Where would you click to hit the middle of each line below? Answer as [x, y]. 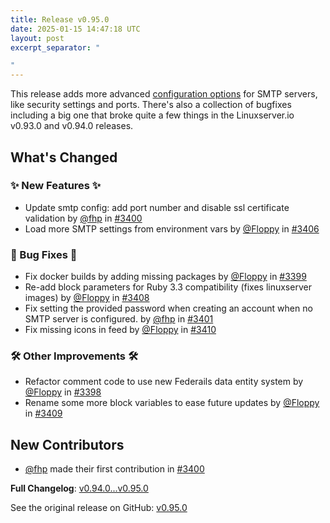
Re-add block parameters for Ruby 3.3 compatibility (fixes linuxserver [168, 287]
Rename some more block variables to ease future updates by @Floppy [172, 403]
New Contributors [67, 444]
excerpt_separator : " [55, 47]
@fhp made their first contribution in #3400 [114, 469]
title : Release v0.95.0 [60, 19]
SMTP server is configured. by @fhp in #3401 [119, 319]
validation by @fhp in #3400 [83, 218]
